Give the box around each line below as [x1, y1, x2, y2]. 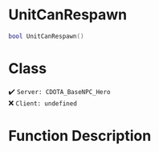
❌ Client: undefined [8, 98, 78, 108]
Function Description [8, 126, 152, 145]
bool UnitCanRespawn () [8, 32, 84, 40]
